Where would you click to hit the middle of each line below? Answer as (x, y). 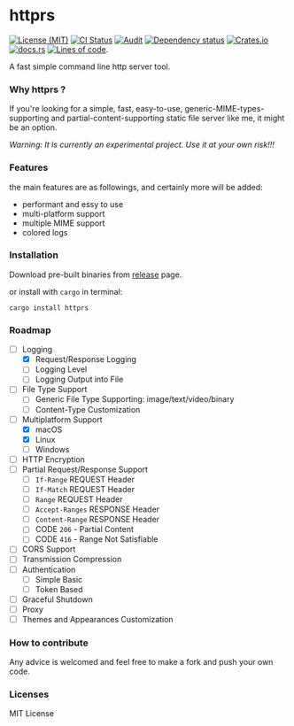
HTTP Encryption (54, 459)
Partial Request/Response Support (85, 469)
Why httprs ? (38, 89)
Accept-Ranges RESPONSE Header (97, 509)
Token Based (59, 589)
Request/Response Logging (86, 359)
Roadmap (30, 330)
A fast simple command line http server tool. (90, 66)
